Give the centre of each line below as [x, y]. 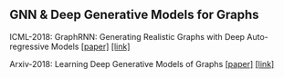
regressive [29, 46]
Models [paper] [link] [90, 46]
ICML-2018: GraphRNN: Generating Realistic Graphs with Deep [127, 36]
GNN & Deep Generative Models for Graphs [134, 15]
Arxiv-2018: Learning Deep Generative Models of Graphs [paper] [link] [142, 63]
